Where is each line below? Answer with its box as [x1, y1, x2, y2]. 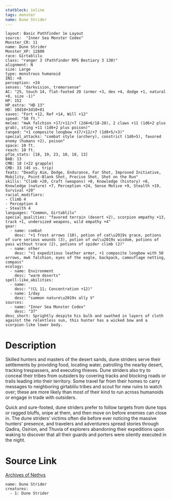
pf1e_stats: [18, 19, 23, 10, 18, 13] [5, 152, 88, 157]
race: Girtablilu [5, 53, 42, 59]
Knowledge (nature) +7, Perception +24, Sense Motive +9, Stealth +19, [5, 183, 161, 189]
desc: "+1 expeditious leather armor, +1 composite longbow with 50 [14, 251, 164, 256]
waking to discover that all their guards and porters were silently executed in [5, 431, 167, 438]
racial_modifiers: [5, 193, 45, 198]
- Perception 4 [5, 201, 38, 206]
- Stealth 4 [5, 206, 31, 211]
